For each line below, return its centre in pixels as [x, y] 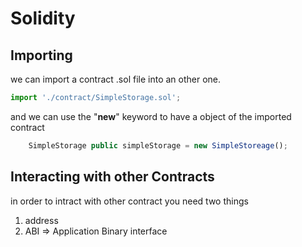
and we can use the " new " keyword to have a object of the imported [151, 116]
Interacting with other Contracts [112, 177]
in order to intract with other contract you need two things [129, 201]
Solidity [43, 18]
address [41, 220]
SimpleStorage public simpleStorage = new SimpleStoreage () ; [158, 145]
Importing [41, 55]
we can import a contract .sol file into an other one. [116, 79]
